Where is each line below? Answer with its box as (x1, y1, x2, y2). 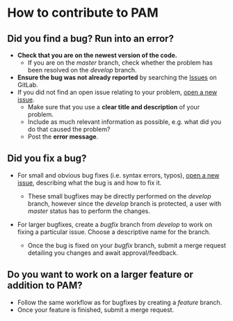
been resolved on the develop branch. (27, 66, 137, 74)
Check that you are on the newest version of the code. (17, 51, 177, 59)
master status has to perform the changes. (27, 207, 151, 215)
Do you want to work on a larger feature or (7, 269, 193, 281)
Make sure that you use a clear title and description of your (27, 103, 200, 111)
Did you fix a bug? (7, 152, 87, 164)
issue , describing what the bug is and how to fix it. (17, 178, 162, 187)
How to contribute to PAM (7, 5, 159, 21)
